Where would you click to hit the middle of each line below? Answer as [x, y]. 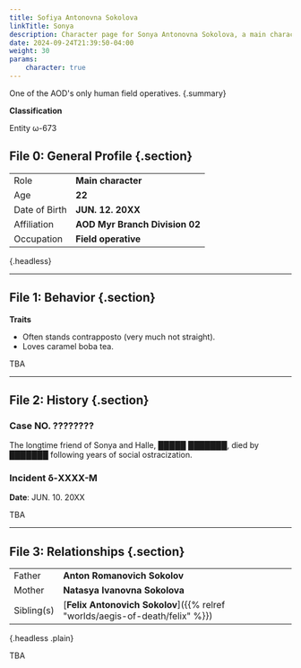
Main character [109, 180]
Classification [36, 110]
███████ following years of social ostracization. [101, 455]
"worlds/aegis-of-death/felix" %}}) [138, 616]
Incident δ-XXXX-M [54, 479]
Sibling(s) [34, 611]
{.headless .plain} [42, 638]
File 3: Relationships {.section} [97, 552]
